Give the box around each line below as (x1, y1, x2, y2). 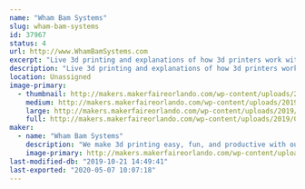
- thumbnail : (17, 89, 67, 98)
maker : (9, 124, 34, 133)
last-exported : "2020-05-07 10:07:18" (9, 165, 156, 174)
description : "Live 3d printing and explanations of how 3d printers (9, 65, 279, 74)
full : (25, 114, 47, 124)
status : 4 (9, 38, 47, 48)
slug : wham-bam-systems (9, 22, 100, 31)
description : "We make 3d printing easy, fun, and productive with (25, 140, 286, 149)
